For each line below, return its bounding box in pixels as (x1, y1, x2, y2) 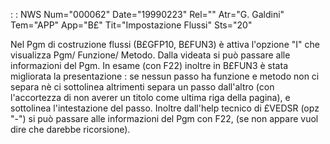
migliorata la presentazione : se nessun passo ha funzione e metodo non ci (10, 70, 320, 82)
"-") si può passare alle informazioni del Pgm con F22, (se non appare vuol (10, 113, 319, 124)
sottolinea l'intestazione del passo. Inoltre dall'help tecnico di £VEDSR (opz (10, 102, 320, 114)
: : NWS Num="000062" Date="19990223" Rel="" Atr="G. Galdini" (10, 9, 285, 20)
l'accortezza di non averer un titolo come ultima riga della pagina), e (10, 92, 291, 103)
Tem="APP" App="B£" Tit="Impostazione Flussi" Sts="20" (10, 19, 253, 31)
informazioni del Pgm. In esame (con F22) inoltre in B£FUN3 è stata (10, 60, 288, 71)
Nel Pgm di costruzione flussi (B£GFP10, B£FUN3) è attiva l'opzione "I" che (10, 39, 320, 50)
